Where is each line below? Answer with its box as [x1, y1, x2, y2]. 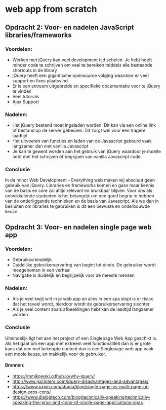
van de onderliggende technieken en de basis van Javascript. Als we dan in [5, 198, 159, 204]
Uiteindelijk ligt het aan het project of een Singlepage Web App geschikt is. [5, 335, 157, 341]
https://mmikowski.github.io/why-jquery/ [12, 373, 95, 379]
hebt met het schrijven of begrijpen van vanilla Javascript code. [12, 154, 142, 160]
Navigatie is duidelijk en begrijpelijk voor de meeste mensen [12, 272, 135, 278]
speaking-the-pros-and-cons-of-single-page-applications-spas [12, 399, 143, 405]
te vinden [12, 88, 32, 94]
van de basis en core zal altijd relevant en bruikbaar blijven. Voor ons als [5, 187, 152, 193]
